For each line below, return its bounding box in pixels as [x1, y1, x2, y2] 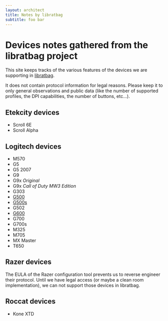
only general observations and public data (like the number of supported [5, 88, 159, 94]
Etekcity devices [5, 108, 60, 117]
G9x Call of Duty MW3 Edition [12, 183, 76, 189]
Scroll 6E [12, 122, 32, 128]
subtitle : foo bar [5, 17, 45, 22]
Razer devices [5, 257, 52, 267]
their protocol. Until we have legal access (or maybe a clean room [5, 276, 144, 283]
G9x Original [12, 177, 40, 184]
